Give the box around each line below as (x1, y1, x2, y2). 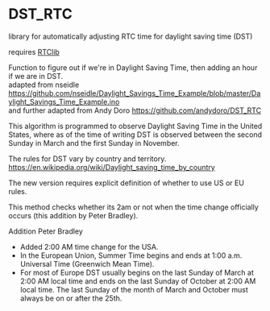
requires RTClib (8, 47, 60, 56)
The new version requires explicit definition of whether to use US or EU (8, 178, 244, 188)
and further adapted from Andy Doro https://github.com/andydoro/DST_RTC (8, 106, 262, 115)
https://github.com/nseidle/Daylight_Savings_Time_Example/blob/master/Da (8, 88, 261, 97)
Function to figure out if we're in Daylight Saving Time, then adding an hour (8, 62, 258, 73)
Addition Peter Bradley (8, 226, 83, 236)
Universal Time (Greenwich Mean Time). (19, 259, 155, 268)
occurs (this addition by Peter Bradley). (8, 210, 139, 220)
